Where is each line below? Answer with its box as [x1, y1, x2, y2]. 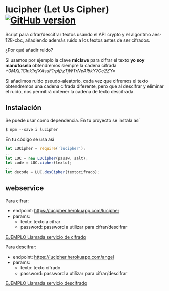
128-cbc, [5, 37, 24, 43]
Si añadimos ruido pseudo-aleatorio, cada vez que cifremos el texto [5, 77, 149, 84]
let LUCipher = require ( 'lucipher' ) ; [5, 146, 86, 151]
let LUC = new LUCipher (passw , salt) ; [5, 156, 88, 161]
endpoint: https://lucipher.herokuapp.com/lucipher [12, 207, 119, 214]
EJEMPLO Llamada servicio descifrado [5, 280, 88, 286]
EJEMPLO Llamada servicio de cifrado [5, 234, 86, 240]
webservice [5, 184, 44, 193]
